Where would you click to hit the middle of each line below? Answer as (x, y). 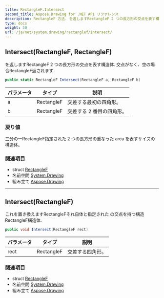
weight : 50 (16, 28)
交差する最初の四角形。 (94, 102)
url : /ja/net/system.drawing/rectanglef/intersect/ (59, 32)
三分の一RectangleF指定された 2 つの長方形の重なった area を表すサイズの (80, 138)
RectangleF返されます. (32, 70)
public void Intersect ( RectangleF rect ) (47, 230)
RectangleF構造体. (24, 220)
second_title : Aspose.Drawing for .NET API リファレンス (62, 14)
